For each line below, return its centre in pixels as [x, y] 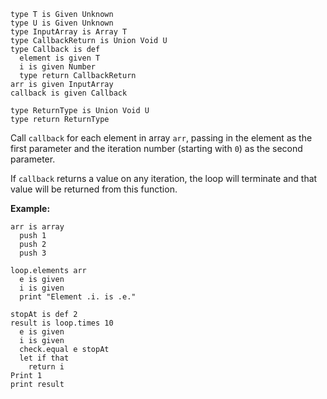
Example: [30, 208]
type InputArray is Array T [69, 32]
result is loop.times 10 [62, 323]
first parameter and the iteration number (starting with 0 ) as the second [156, 148]
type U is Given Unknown [62, 23]
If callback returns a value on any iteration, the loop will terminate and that [164, 178]
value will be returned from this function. [94, 189]
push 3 [33, 253]
